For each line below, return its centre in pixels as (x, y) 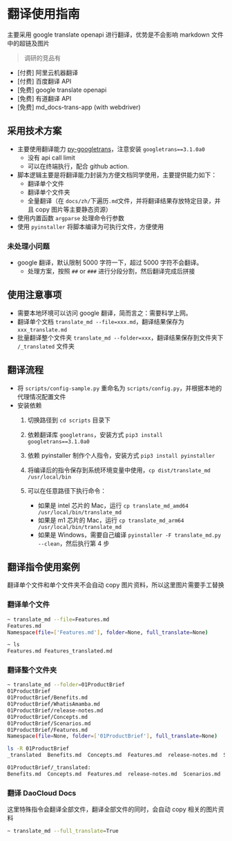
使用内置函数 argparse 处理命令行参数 (70, 217)
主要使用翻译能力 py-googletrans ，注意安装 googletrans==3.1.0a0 (111, 148)
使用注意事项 (35, 295)
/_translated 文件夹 (46, 346)
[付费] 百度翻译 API (44, 81)
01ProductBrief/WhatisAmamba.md (54, 704)
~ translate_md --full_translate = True (63, 831)
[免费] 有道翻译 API (44, 98)
